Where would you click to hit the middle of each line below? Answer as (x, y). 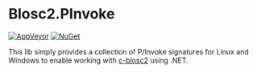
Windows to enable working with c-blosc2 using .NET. (98, 60)
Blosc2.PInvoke (62, 14)
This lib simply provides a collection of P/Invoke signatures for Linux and (129, 51)
